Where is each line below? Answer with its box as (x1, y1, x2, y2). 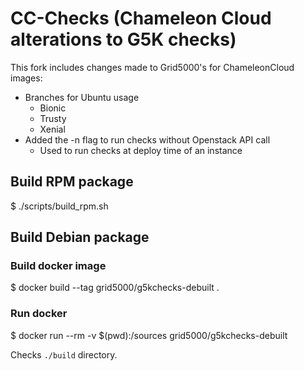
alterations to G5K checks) (10, 28, 237, 51)
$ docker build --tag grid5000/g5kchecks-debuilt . (10, 282, 220, 294)
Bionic (39, 102, 67, 114)
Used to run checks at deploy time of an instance (39, 144, 243, 156)
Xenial (39, 123, 66, 135)
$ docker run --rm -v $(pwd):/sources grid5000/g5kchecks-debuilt (10, 329, 288, 341)
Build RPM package (10, 173, 134, 191)
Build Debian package (10, 229, 150, 246)
